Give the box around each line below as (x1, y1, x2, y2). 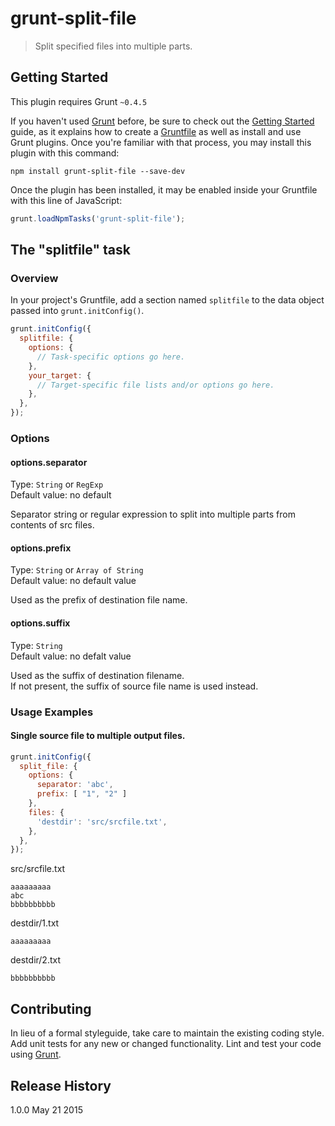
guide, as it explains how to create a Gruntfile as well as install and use (10, 125, 302, 137)
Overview (10, 271, 59, 285)
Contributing (10, 1000, 92, 1017)
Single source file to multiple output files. (10, 730, 186, 742)
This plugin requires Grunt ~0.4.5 (10, 95, 148, 107)
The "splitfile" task (10, 242, 131, 259)
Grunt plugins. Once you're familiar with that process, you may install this (10, 136, 312, 148)
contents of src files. (10, 519, 95, 531)
